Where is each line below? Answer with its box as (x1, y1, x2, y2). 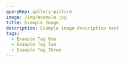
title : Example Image (6, 19, 59, 25)
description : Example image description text (6, 25, 119, 31)
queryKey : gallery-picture (6, 8, 72, 15)
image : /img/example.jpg (6, 14, 67, 20)
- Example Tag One (11, 36, 57, 42)
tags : (6, 31, 19, 37)
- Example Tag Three (11, 47, 62, 53)
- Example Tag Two (11, 42, 57, 48)
